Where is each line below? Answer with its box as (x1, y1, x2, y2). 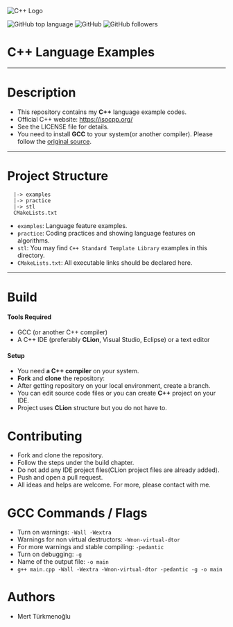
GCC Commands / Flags (7, 505, 148, 521)
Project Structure (7, 168, 109, 184)
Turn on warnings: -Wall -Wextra (17, 528, 112, 537)
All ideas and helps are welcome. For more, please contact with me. (17, 480, 212, 489)
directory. (17, 251, 45, 259)
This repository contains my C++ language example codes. (17, 108, 187, 116)
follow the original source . (17, 137, 92, 145)
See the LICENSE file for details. (17, 122, 110, 131)
